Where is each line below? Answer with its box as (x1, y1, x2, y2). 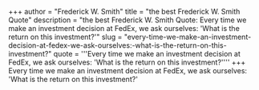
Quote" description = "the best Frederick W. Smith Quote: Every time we (8, 15, 247, 25)
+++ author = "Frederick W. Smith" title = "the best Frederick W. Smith (8, 7, 241, 16)
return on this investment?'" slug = (8, 32, 123, 41)
